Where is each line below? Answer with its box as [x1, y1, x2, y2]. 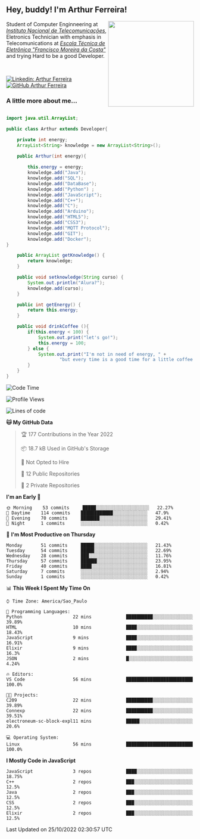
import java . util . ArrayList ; [6, 116, 79, 122]
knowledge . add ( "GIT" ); [27, 231, 84, 237]
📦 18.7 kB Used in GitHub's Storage [20, 445, 110, 452]
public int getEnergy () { [17, 302, 82, 307]
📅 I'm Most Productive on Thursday [6, 530, 96, 538]
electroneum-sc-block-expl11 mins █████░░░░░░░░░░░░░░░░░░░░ [6, 718, 193, 724]
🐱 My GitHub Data [6, 418, 54, 425]
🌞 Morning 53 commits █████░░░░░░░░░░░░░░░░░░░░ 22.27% [6, 505, 174, 511]
